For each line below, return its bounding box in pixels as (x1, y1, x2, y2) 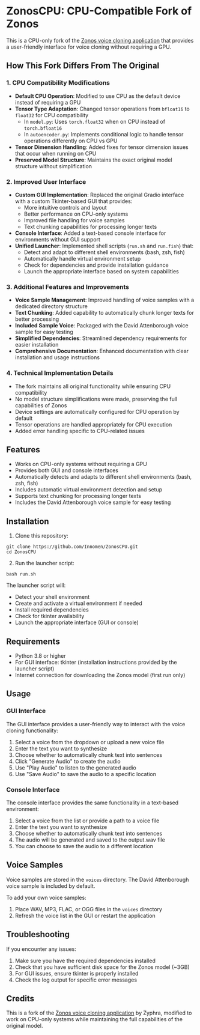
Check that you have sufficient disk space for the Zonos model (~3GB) (14, 963, 190, 971)
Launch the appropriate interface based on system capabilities (23, 267, 179, 275)
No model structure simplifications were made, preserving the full (14, 395, 178, 402)
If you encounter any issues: (6, 945, 77, 953)
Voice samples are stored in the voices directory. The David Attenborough (6, 876, 189, 883)
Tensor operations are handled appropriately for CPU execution (14, 420, 172, 428)
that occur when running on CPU (14, 150, 97, 157)
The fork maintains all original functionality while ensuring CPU (14, 383, 171, 390)
